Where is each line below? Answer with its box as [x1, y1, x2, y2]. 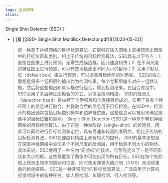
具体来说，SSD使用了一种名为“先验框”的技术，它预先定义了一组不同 [17, 147, 158, 153]
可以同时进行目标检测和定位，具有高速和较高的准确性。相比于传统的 [22, 128, 163, 134]
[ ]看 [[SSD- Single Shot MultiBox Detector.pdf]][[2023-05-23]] [12, 36, 143, 42]
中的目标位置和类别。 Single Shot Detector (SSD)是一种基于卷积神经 [22, 116, 163, 122]
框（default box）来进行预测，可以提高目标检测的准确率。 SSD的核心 [17, 72, 161, 78]
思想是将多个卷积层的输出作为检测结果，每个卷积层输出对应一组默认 [17, 78, 158, 84]
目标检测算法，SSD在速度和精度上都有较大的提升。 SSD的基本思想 [17, 134, 155, 140]
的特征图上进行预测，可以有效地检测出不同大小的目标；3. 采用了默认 [17, 66, 159, 72]
